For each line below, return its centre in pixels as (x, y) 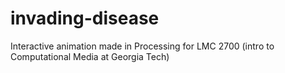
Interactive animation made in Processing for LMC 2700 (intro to (142, 46)
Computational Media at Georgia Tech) (90, 56)
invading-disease (85, 18)
